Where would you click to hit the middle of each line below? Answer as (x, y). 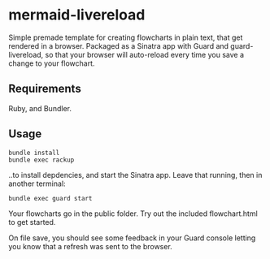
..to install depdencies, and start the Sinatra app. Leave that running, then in (135, 175)
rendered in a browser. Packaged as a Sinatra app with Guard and (119, 45)
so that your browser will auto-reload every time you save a (145, 54)
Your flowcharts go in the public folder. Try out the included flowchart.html (133, 214)
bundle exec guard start (50, 198)
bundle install (34, 153)
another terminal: (37, 183)
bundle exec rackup (41, 160)
